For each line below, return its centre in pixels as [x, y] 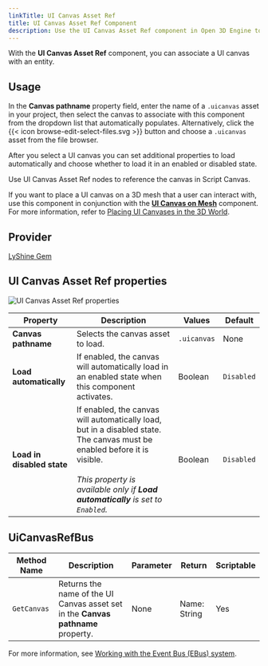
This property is [106, 479]
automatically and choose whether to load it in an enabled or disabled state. [133, 164]
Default [239, 320]
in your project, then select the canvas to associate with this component [126, 115]
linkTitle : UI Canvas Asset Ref [62, 16]
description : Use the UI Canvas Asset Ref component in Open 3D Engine [130, 30]
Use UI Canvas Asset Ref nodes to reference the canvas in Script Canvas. [130, 180]
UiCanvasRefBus [51, 538]
